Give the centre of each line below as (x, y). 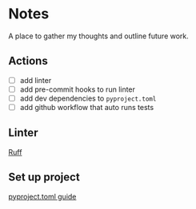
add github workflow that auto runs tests (87, 107)
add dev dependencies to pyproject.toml (88, 98)
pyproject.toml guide (42, 196)
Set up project (44, 177)
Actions (28, 61)
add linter (36, 80)
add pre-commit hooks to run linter (78, 89)
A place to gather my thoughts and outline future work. (99, 36)
